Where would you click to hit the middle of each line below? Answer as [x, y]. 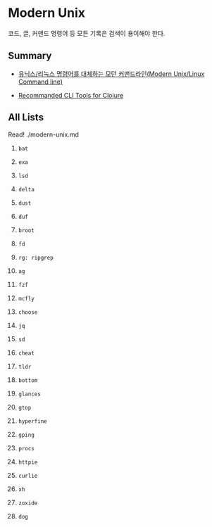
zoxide [28, 503]
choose [28, 312]
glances [29, 394]
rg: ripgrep [36, 258]
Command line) [40, 82]
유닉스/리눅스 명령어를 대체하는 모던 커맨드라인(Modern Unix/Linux [111, 74]
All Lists [26, 118]
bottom [28, 380]
